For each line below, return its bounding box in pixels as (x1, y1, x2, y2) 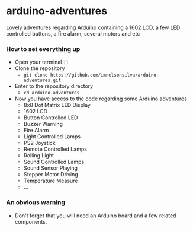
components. (14, 218, 47, 225)
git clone (23, 72, 49, 78)
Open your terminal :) (14, 58, 69, 66)
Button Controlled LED (23, 114, 78, 121)
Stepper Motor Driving (23, 171, 78, 178)
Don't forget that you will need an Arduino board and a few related (14, 212, 176, 219)
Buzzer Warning (23, 121, 63, 128)
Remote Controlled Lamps (23, 145, 88, 153)
